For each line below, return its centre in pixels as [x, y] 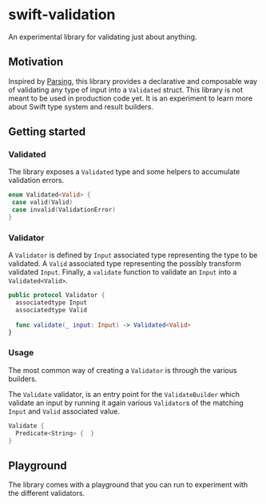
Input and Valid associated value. [64, 411]
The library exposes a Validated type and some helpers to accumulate [124, 172]
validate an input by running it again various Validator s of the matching [126, 403]
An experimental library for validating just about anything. [103, 37]
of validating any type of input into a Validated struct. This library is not [126, 89]
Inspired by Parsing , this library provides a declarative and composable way [133, 81]
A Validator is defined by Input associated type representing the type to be [133, 255]
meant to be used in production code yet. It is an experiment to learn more [131, 98]
